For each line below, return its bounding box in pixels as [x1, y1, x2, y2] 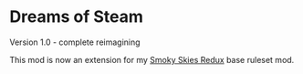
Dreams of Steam [9, 6, 144, 27]
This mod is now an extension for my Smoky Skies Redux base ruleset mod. [9, 54, 295, 65]
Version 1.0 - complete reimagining [9, 37, 141, 48]
